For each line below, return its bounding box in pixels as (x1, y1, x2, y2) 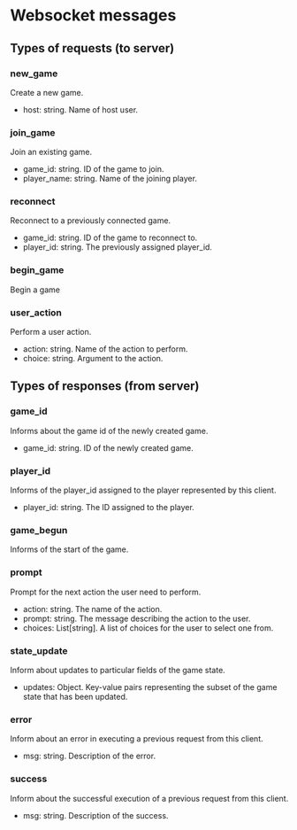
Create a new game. (10, 87, 84, 97)
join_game (10, 126, 56, 138)
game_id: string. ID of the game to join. (22, 164, 164, 175)
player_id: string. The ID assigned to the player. (22, 502, 195, 513)
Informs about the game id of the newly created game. (10, 425, 209, 436)
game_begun (10, 524, 68, 536)
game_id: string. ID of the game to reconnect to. (22, 232, 198, 244)
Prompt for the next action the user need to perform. (10, 586, 202, 597)
